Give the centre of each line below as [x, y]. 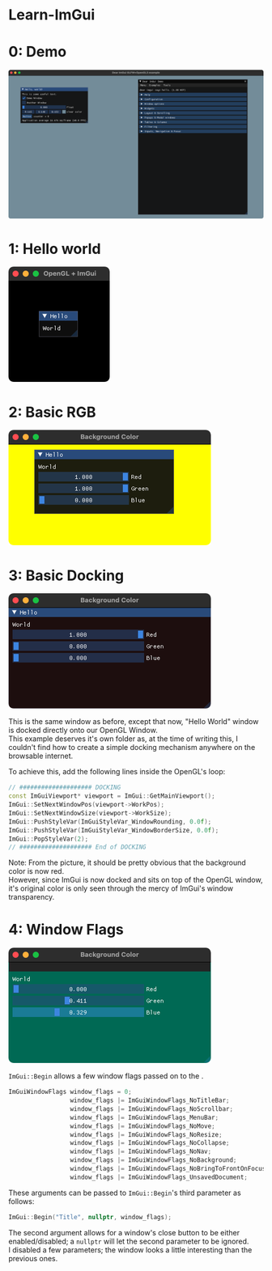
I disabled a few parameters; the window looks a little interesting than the [130, 1250]
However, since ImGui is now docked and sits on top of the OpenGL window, [136, 880]
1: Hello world [55, 249]
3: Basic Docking [66, 575]
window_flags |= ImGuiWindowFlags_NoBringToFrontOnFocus [168, 1169]
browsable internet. [41, 756]
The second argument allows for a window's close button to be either [124, 1232]
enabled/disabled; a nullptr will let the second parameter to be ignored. [129, 1241]
